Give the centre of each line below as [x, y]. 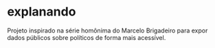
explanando [42, 12]
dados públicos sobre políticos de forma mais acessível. [87, 37]
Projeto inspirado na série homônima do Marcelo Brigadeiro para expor [107, 30]
